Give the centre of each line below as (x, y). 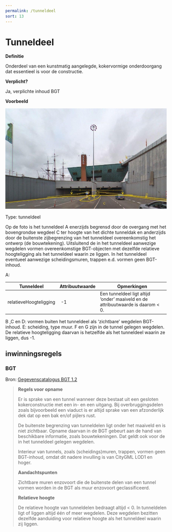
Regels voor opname (40, 389)
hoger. (25, 462)
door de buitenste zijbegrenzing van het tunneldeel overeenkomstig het (81, 238)
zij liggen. (28, 524)
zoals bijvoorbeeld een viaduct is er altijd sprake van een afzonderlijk (91, 410)
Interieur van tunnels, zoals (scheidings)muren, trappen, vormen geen (91, 452)
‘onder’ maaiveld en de (124, 299)
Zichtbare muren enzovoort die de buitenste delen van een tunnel (87, 482)
